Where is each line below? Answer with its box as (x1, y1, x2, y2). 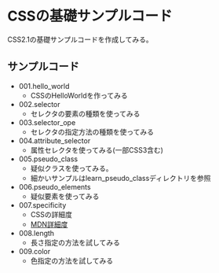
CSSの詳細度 (30, 209, 72, 219)
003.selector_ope (18, 117, 76, 127)
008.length (18, 228, 55, 238)
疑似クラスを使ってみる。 (30, 163, 113, 173)
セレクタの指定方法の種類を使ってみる (30, 127, 155, 136)
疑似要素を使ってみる (30, 191, 100, 201)
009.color (18, 246, 51, 256)
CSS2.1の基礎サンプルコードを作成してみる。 (7, 35, 154, 44)
